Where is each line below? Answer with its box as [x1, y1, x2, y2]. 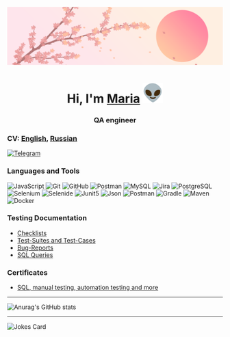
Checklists [16, 229, 47, 237]
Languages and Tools [7, 166, 80, 176]
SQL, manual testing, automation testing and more [16, 284, 159, 292]
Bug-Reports [16, 243, 53, 252]
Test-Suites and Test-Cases [16, 236, 96, 244]
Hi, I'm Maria [66, 91, 140, 107]
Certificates [7, 267, 48, 277]
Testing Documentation [7, 213, 88, 223]
